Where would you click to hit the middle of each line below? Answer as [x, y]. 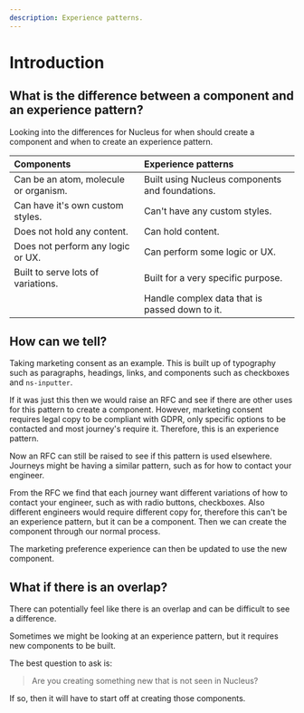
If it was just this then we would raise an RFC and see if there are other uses [151, 400]
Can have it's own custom [69, 205]
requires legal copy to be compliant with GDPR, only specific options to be [148, 419]
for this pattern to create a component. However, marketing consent [136, 409]
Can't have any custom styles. [208, 211]
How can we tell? [58, 342]
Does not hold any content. [71, 231]
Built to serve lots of [57, 272]
